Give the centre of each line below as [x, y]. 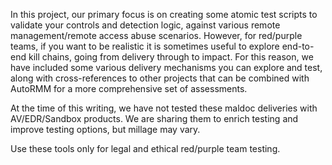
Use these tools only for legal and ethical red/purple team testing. [145, 148]
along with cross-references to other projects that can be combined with [160, 78]
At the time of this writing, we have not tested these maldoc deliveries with [164, 108]
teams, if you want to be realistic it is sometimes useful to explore [145, 46]
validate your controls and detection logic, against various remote [145, 25]
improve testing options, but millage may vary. [105, 129]
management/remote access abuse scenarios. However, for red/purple [156, 35]
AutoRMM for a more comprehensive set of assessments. [129, 88]
